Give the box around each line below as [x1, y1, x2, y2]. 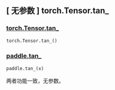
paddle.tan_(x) [6, 65, 44, 71]
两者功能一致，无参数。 [6, 77, 64, 84]
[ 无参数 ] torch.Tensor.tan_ [6, 5, 109, 16]
